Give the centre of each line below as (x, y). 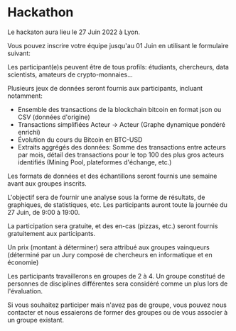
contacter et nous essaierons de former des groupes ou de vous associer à (118, 312)
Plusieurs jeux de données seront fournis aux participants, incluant (105, 88)
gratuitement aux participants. (52, 233)
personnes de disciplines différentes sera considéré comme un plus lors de (118, 284)
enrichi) (29, 132)
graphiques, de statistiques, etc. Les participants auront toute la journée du (117, 204)
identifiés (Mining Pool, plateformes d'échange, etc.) (95, 162)
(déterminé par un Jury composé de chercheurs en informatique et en (110, 254)
